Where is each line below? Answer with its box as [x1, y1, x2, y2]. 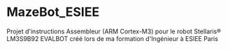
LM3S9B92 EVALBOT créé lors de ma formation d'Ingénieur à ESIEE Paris [6, 34, 218, 42]
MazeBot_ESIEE [6, 4, 99, 20]
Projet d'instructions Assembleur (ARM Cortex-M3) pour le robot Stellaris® [6, 27, 222, 35]
